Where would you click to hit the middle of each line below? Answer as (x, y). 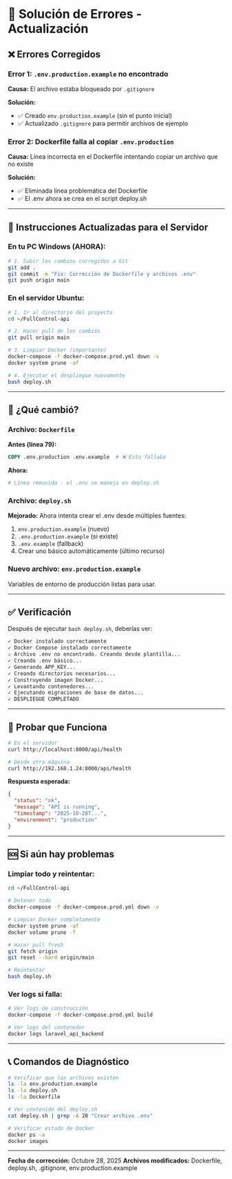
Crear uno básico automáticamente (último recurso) (91, 551)
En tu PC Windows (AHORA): (57, 246)
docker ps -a (27, 1135)
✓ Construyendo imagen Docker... (56, 680)
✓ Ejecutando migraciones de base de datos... (76, 693)
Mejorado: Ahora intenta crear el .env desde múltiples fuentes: (97, 516)
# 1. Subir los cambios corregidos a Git (68, 261)
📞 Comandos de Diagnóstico (68, 1062)
